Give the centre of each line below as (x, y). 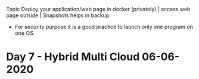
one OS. (25, 33)
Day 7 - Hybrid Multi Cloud (73, 57)
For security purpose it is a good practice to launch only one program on (104, 27)
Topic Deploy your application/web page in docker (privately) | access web (98, 9)
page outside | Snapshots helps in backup (58, 15)
